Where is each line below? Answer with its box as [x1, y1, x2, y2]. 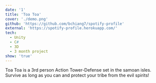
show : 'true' [5, 53, 33, 59]
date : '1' [5, 7, 26, 12]
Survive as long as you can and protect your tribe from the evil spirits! [5, 73, 149, 79]
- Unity [10, 35, 26, 40]
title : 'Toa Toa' [5, 12, 42, 17]
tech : [5, 30, 17, 35]
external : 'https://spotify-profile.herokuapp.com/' [5, 26, 118, 31]
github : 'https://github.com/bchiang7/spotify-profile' [5, 21, 124, 26]
